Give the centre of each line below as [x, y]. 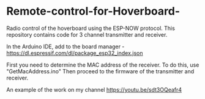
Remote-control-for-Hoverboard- [93, 11]
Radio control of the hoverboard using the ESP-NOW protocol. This [91, 28]
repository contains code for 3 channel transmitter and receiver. [87, 34]
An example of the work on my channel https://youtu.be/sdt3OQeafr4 [94, 89]
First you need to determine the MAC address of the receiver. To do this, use [103, 65]
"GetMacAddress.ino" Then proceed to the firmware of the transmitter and [100, 71]
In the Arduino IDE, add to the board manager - [65, 46]
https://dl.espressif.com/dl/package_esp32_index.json [75, 53]
